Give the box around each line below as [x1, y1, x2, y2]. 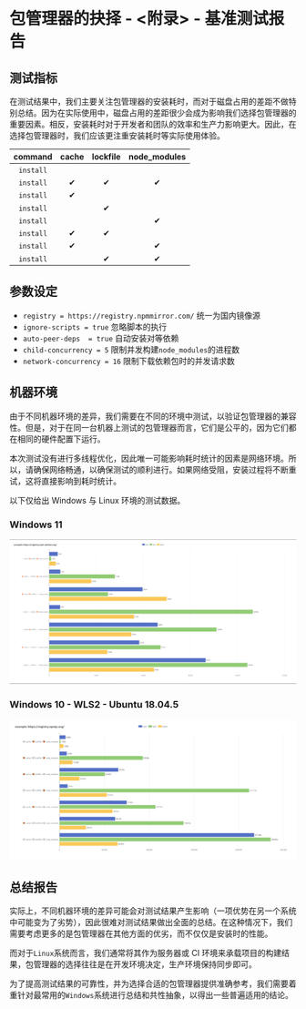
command [13, 151, 53, 162]
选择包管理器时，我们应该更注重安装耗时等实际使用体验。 [9, 130, 225, 141]
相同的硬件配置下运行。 [16, 433, 106, 444]
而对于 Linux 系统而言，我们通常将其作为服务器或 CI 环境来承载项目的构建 [9, 948, 282, 959]
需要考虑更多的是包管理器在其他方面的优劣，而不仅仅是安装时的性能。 [9, 928, 273, 939]
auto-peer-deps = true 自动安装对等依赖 [22, 332, 179, 343]
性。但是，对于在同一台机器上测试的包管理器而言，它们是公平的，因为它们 [9, 422, 289, 433]
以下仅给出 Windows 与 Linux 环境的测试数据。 [9, 494, 186, 505]
